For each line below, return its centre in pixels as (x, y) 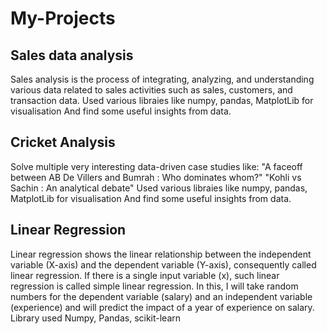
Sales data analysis (72, 55)
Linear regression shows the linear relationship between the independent (161, 254)
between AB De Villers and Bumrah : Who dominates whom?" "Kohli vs (156, 177)
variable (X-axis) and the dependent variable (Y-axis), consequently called (163, 264)
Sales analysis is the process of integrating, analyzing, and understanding (162, 79)
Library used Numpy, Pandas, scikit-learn (96, 318)
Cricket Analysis (63, 142)
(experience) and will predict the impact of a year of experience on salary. (162, 307)
